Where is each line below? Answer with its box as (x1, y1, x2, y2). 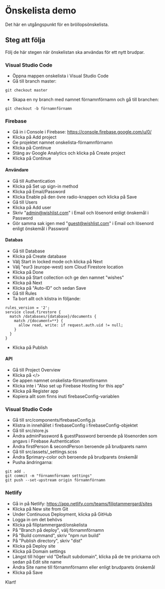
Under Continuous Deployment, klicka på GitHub (12, 511, 112, 517)
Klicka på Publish (12, 344, 48, 351)
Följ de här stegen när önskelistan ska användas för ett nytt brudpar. (5, 49, 145, 55)
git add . (5, 469, 26, 474)
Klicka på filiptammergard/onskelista (12, 522, 87, 528)
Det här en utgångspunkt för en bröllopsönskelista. (5, 21, 109, 27)
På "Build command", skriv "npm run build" (12, 532, 101, 538)
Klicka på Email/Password (12, 188, 66, 194)
